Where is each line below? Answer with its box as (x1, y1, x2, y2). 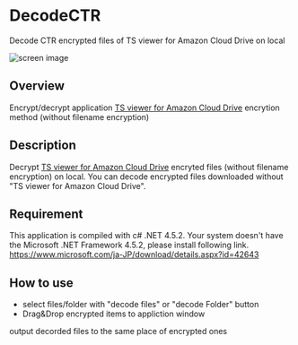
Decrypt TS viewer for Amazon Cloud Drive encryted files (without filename (9, 161, 289, 172)
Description (9, 138, 76, 153)
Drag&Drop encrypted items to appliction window (22, 308, 206, 319)
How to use (9, 275, 74, 290)
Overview (9, 78, 66, 94)
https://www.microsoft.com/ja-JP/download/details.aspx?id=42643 (9, 249, 259, 260)
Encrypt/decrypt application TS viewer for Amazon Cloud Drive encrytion (9, 102, 280, 113)
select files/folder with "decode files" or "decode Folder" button (22, 299, 259, 310)
